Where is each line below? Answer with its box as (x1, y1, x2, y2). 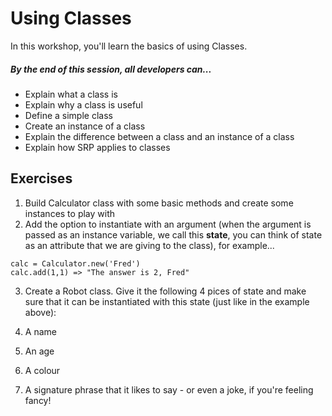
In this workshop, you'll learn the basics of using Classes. (10, 40, 248, 52)
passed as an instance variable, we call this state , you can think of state (24, 228, 323, 241)
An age (24, 345, 55, 357)
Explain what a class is (24, 88, 118, 100)
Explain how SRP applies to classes (24, 141, 171, 153)
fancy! (24, 394, 52, 406)
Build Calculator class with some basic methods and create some (24, 197, 294, 209)
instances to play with (24, 207, 116, 219)
